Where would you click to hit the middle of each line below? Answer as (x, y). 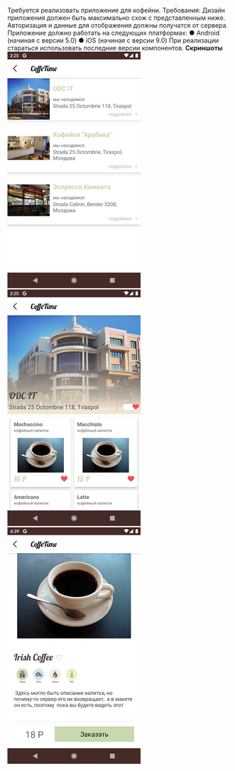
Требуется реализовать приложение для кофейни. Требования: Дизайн (116, 10)
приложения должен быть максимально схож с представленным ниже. (116, 18)
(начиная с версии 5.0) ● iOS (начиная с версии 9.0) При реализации (113, 40)
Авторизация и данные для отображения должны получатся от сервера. (118, 25)
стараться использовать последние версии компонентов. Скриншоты (115, 48)
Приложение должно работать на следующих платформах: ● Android (114, 33)
